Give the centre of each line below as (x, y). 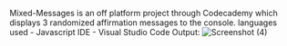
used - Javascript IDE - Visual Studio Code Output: (105, 32)
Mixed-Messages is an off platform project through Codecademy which (143, 13)
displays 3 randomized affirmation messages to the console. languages (143, 23)
